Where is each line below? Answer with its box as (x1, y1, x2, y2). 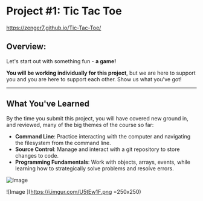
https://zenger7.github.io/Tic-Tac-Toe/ (6, 24, 101, 31)
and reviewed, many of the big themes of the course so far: (6, 121, 154, 128)
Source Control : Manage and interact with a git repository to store (14, 146, 180, 153)
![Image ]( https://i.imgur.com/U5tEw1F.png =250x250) (6, 188, 141, 195)
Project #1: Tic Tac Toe (6, 4, 122, 18)
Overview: (6, 42, 47, 52)
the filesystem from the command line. (14, 139, 111, 146)
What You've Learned (6, 99, 89, 109)
